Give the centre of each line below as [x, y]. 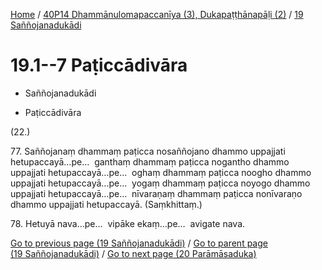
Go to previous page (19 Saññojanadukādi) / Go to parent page [139, 243]
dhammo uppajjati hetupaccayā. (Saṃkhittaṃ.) [106, 204]
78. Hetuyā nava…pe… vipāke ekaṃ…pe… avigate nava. [128, 223]
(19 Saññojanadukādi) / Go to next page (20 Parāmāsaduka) [133, 253]
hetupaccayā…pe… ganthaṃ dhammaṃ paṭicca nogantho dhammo [150, 161]
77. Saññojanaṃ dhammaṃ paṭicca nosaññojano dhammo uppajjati [148, 151]
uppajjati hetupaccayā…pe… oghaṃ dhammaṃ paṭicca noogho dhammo [161, 172]
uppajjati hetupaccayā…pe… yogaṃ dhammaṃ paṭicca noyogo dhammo [160, 183]
